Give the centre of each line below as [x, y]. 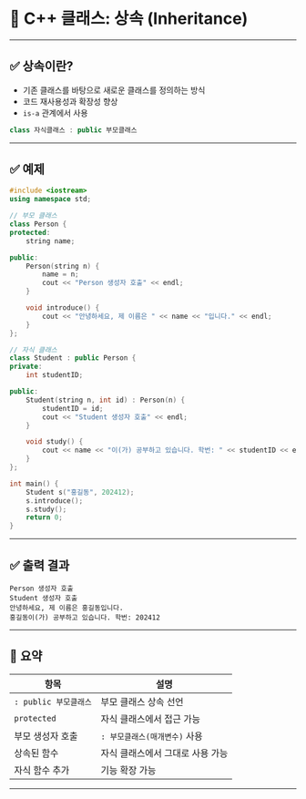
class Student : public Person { [73, 358]
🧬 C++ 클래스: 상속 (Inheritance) [129, 19]
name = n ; [61, 274]
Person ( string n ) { [63, 266]
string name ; [51, 241]
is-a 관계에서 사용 [55, 113]
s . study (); [46, 509]
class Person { [38, 224]
